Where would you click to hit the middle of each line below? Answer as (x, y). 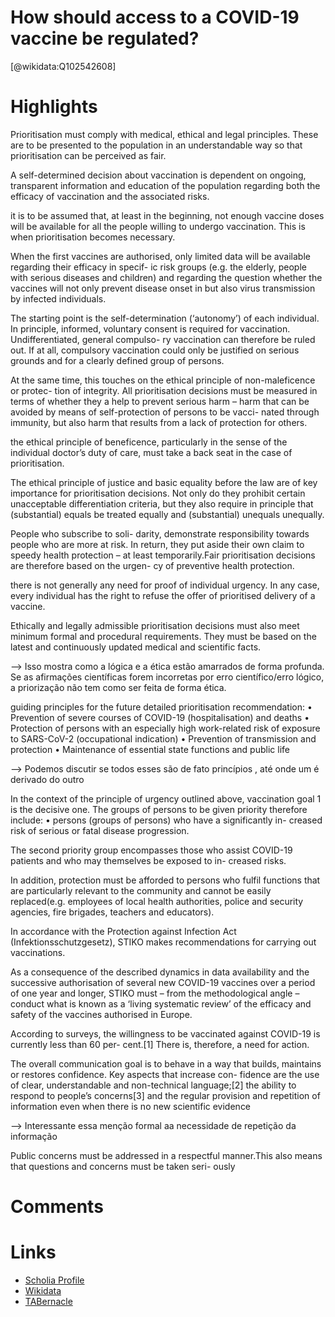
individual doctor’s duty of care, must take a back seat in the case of (151, 452)
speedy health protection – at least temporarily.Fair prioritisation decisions (163, 555)
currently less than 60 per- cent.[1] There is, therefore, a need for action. (160, 1044)
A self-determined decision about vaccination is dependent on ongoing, (158, 175)
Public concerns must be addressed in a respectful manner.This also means (166, 1155)
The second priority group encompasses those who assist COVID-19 (151, 850)
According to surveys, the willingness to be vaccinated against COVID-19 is (165, 1033)
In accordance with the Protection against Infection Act (123, 931)
